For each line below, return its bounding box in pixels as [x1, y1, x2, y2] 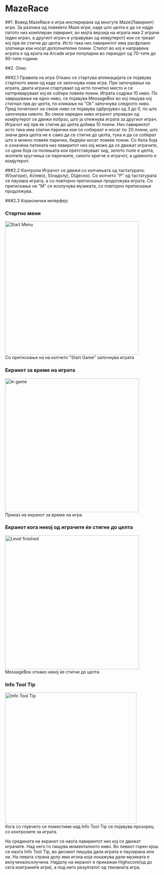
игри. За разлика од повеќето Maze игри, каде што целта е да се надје [5, 24, 153, 30]
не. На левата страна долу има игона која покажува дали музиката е [5, 854, 150, 860]
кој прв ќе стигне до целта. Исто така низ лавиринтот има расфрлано [5, 40, 151, 46]
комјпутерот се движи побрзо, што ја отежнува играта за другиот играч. [5, 116, 158, 122]
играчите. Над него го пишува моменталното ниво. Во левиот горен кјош [5, 844, 159, 850]
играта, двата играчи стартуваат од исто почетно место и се [5, 85, 133, 91]
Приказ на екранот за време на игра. [5, 511, 83, 517]
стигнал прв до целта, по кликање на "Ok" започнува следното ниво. [5, 100, 150, 106]
